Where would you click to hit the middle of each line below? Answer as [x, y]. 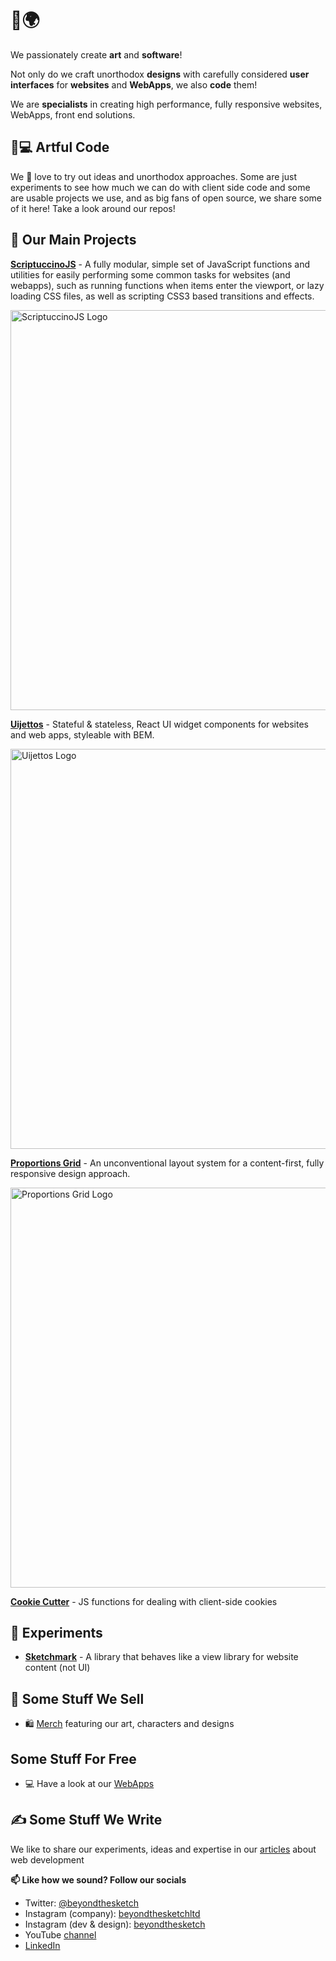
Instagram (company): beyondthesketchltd [112, 1913]
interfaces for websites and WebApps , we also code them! [134, 84]
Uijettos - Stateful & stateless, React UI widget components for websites [160, 724]
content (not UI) [57, 1668]
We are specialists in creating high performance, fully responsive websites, [166, 104]
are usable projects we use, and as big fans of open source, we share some [166, 198]
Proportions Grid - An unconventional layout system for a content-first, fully [167, 1163]
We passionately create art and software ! [96, 54]
